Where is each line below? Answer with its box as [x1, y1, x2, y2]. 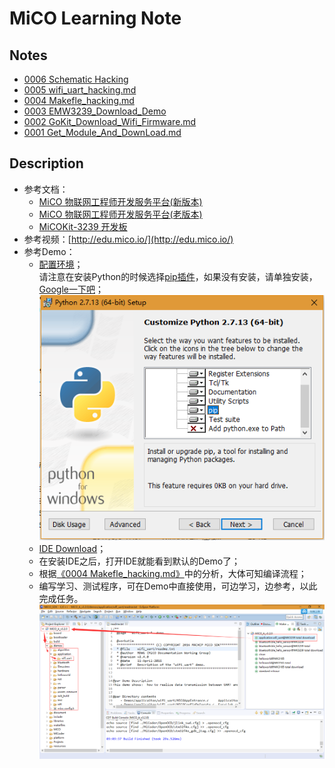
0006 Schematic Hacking [23, 73, 129, 85]
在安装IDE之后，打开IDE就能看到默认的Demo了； [38, 555, 241, 567]
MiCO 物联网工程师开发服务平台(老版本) [38, 208, 203, 220]
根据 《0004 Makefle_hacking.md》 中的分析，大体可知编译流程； [38, 568, 307, 580]
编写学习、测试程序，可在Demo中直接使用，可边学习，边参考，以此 [38, 580, 318, 592]
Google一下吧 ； [38, 283, 104, 295]
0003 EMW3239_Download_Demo [23, 105, 167, 117]
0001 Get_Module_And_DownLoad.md [23, 127, 182, 138]
